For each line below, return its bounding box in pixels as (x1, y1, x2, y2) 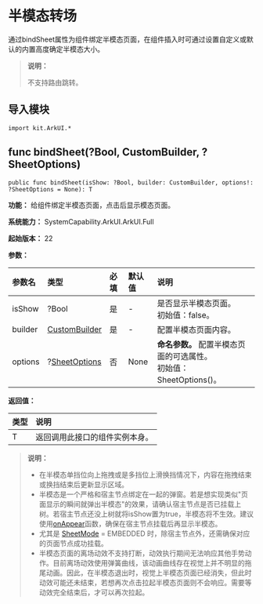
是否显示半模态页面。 (157, 297, 236, 308)
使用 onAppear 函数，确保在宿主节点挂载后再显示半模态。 (38, 518, 222, 528)
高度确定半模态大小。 (34, 44, 104, 53)
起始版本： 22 (8, 233, 53, 243)
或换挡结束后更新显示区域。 (38, 479, 129, 489)
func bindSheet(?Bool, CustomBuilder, (8, 146, 200, 159)
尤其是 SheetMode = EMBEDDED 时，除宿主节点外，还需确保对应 (38, 529, 250, 538)
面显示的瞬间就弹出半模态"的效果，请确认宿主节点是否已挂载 (38, 499, 235, 508)
